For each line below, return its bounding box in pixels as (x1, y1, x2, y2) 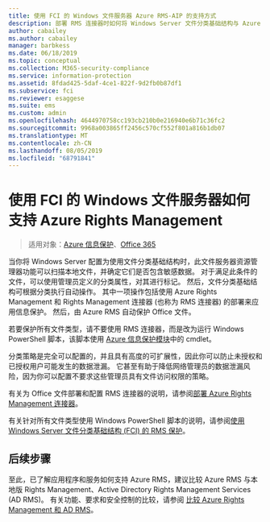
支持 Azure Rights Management (8, 211, 223, 230)
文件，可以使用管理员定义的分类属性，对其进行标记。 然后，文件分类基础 (8, 277, 251, 287)
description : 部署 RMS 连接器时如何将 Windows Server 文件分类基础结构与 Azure (8, 19, 261, 27)
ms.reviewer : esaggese (8, 94, 85, 102)
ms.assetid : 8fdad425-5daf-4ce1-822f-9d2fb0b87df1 (8, 79, 182, 87)
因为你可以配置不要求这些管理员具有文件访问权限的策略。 (22, 371, 214, 381)
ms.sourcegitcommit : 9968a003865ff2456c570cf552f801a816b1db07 (8, 124, 226, 132)
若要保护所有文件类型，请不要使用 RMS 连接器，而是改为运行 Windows (8, 324, 244, 334)
